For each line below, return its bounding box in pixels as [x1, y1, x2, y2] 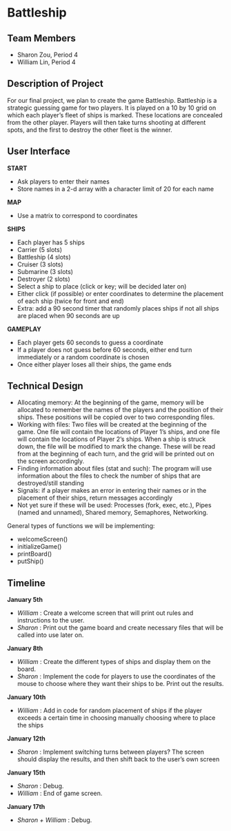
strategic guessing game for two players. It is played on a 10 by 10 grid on [7, 104, 217, 112]
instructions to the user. [17, 616, 85, 625]
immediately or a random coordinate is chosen [17, 353, 150, 361]
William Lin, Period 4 [17, 58, 76, 66]
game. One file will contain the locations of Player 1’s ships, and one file [17, 428, 221, 436]
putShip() [17, 557, 44, 565]
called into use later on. [17, 631, 84, 639]
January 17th [7, 803, 46, 811]
